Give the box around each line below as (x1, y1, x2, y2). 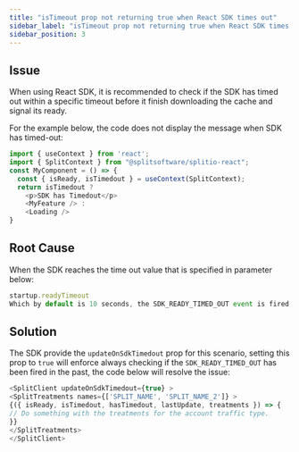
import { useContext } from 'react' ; (9, 149, 150, 159)
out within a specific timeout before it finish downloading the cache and (9, 96, 273, 107)
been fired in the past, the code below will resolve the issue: (9, 367, 230, 378)
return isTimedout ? (17, 182, 94, 192)
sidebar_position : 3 (9, 29, 87, 38)
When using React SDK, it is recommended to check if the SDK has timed (9, 87, 278, 97)
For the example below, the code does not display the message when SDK (9, 122, 283, 134)
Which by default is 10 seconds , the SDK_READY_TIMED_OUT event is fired (9, 299, 290, 308)
